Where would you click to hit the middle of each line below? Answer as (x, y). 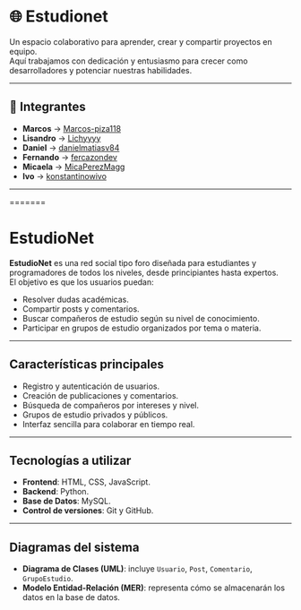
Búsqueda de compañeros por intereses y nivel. (111, 405)
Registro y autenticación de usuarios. (90, 386)
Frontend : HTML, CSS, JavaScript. (86, 482)
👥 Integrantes (48, 107)
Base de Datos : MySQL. (67, 501)
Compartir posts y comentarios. (81, 309)
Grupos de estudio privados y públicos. (95, 415)
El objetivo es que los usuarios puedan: (82, 282)
